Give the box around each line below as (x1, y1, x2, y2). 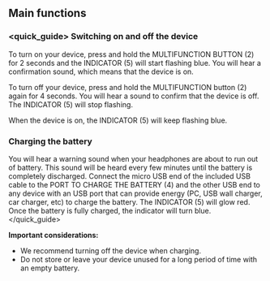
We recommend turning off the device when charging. (19, 245, 201, 255)
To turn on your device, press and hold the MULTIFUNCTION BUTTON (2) (8, 49, 255, 59)
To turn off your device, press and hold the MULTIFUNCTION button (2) (8, 82, 247, 92)
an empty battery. (19, 263, 80, 273)
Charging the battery (8, 136, 93, 147)
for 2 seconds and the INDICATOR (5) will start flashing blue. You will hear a (8, 58, 262, 67)
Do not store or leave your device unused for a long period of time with (19, 254, 258, 264)
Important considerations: (8, 230, 99, 240)
